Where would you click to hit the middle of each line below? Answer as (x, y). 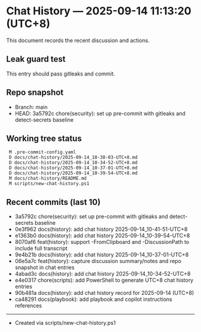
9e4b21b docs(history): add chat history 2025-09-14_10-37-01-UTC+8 (102, 255)
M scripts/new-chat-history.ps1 (49, 184)
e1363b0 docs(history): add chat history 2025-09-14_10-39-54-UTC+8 (102, 236)
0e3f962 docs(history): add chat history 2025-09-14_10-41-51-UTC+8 (101, 230)
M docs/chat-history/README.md (48, 179)
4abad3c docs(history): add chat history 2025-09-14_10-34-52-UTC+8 (103, 274)
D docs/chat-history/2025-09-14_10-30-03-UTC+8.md (73, 158)
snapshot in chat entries (45, 267)
